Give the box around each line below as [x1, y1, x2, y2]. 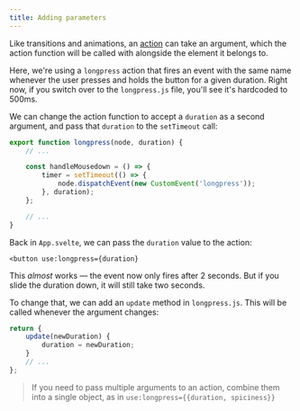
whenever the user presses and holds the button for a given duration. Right [9, 74, 288, 85]
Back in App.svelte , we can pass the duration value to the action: [9, 237, 252, 247]
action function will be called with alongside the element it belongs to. [9, 47, 268, 58]
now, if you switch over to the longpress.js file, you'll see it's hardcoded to [9, 84, 288, 94]
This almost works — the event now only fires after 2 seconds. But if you [9, 270, 279, 281]
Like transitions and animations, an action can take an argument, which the [9, 38, 286, 49]
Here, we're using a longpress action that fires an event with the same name [9, 65, 292, 76]
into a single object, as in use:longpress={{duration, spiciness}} [31, 391, 276, 402]
